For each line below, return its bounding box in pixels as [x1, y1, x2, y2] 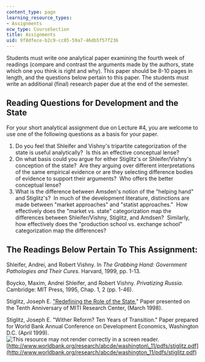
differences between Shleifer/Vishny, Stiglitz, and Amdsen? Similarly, [15, 214, 190, 221]
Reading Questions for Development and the [6, 98, 179, 108]
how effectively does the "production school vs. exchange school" [15, 220, 183, 227]
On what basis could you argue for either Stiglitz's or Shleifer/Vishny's [15, 155, 192, 162]
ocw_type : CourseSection [6, 26, 70, 32]
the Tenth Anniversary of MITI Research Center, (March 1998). [6, 304, 163, 311]
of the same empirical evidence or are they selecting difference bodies [15, 168, 193, 175]
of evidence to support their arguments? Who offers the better [15, 175, 174, 182]
